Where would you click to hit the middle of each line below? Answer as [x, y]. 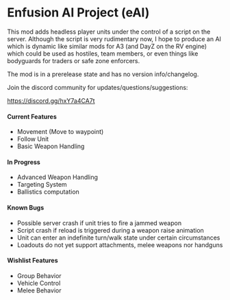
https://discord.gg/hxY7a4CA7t [51, 100]
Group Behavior [39, 275]
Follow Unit [33, 139]
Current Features [32, 116]
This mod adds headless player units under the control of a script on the [109, 32]
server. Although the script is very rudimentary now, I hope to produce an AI [114, 38]
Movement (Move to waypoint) [60, 132]
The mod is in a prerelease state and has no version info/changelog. [103, 74]
